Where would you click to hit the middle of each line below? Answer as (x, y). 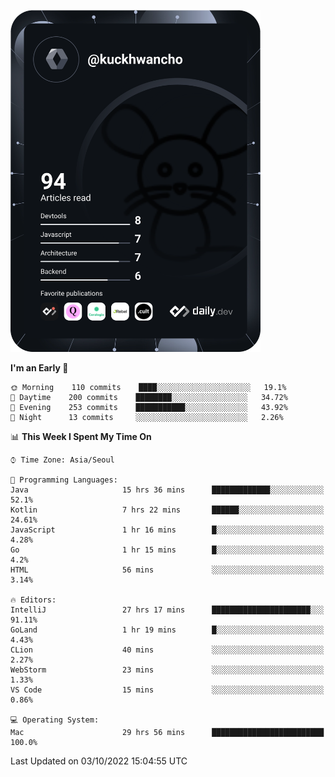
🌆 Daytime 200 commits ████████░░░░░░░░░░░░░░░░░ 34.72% (149, 397)
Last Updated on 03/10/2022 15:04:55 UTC (99, 761)
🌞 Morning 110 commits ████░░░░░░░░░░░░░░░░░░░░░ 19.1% (148, 387)
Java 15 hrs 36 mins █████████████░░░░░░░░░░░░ (167, 490)
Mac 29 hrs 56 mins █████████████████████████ (167, 732)
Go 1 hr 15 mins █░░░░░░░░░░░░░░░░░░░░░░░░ (167, 550)
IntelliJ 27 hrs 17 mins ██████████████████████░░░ (167, 610)
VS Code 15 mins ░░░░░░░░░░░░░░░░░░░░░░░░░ (167, 690)
